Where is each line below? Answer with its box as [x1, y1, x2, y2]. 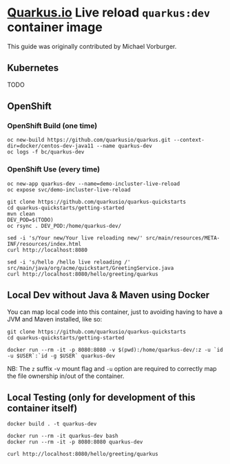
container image [7, 19, 103, 35]
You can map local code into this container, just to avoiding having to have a [7, 308, 222, 316]
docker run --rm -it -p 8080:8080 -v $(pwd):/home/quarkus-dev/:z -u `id [7, 346, 224, 353]
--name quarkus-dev [96, 143, 153, 149]
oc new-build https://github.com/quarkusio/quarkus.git [7, 136, 171, 144]
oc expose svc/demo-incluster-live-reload [7, 186, 131, 193]
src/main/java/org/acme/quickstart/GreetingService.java [7, 264, 174, 271]
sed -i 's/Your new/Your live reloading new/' [7, 234, 143, 242]
